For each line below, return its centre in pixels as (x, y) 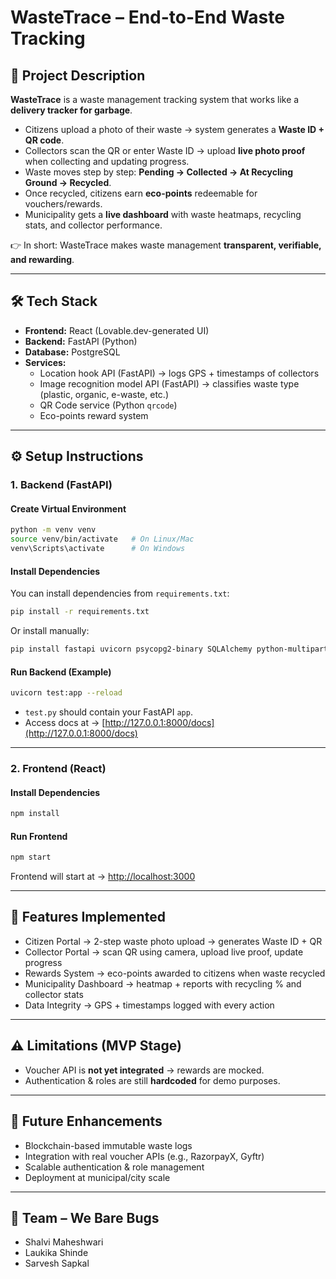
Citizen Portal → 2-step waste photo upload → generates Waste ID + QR (173, 941)
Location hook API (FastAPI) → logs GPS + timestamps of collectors (179, 373)
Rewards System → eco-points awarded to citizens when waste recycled (175, 973)
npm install (35, 814)
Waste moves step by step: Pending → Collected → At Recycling (159, 172)
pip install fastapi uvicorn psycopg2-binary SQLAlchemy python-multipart (169, 649)
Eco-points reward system (94, 415)
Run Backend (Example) (61, 672)
